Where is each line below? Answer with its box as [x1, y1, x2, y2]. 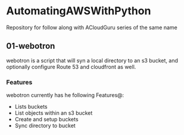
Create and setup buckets [14, 116, 79, 123]
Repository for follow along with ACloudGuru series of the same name [6, 24, 177, 31]
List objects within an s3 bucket [14, 109, 93, 117]
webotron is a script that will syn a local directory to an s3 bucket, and [6, 56, 179, 64]
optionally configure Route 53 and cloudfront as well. [6, 63, 136, 70]
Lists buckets [14, 103, 48, 111]
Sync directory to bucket [14, 122, 76, 129]
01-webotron [6, 41, 55, 51]
